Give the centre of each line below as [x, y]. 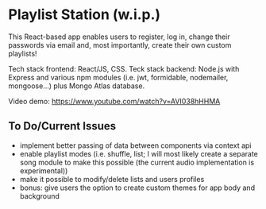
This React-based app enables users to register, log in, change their [119, 37]
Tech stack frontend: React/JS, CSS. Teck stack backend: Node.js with [124, 68]
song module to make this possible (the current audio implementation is [137, 162]
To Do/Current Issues [62, 126]
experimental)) [44, 170]
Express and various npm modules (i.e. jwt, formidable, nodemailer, [118, 77]
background [39, 195]
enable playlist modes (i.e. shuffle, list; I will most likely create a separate [139, 153]
